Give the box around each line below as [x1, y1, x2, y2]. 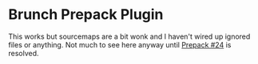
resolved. [8, 48, 39, 58]
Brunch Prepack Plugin [8, 6, 164, 24]
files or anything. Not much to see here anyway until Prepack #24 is [8, 40, 232, 49]
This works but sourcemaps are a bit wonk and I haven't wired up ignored [8, 32, 251, 41]
